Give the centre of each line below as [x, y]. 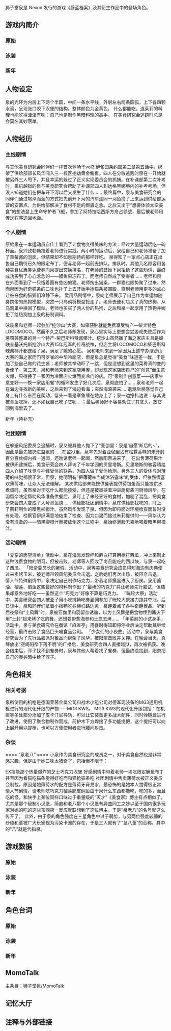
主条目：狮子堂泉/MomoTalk [35, 986]
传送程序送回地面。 [25, 218]
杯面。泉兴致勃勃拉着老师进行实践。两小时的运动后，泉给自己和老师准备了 [83, 250]
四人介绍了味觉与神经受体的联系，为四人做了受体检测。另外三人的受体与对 [83, 471]
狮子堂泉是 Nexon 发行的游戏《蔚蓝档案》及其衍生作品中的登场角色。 [78, 7]
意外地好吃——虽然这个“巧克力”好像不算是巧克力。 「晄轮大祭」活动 [86, 593]
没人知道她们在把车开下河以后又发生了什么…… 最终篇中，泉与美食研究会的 [83, 192]
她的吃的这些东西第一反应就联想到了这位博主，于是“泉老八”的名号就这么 [90, 810]
